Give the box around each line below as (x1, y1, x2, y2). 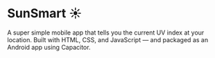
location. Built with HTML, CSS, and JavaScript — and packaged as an (7, 35, 209, 43)
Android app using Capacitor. (7, 43, 91, 51)
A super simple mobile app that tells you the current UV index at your (7, 28, 205, 37)
